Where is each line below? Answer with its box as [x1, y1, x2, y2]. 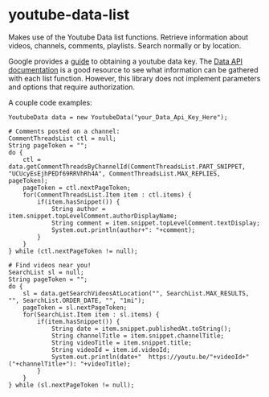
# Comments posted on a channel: [8, 127, 120, 135]
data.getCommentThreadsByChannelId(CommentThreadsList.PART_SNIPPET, [8, 163, 247, 171]
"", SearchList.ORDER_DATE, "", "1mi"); [8, 296, 146, 304]
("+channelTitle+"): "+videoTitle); [8, 360, 131, 368]
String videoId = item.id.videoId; [51, 345, 171, 354]
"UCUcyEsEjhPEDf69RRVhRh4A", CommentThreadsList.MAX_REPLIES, [8, 169, 221, 178]
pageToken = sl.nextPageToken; [22, 304, 128, 312]
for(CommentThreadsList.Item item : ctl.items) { [22, 191, 193, 199]
